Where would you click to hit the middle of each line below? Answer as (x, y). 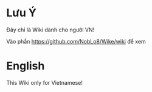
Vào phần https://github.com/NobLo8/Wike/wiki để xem (76, 41)
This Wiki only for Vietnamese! (45, 82)
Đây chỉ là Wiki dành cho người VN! (50, 30)
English (26, 66)
